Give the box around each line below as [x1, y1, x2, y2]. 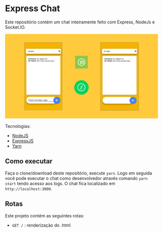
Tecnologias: [5, 123, 31, 129]
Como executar [5, 157, 52, 166]
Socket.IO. [5, 24, 26, 30]
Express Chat [5, 3, 60, 14]
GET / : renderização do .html [12, 222, 71, 228]
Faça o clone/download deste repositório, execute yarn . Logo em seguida [5, 170, 152, 176]
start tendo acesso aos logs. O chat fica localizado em [5, 180, 115, 186]
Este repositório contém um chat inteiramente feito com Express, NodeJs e [5, 19, 155, 25]
